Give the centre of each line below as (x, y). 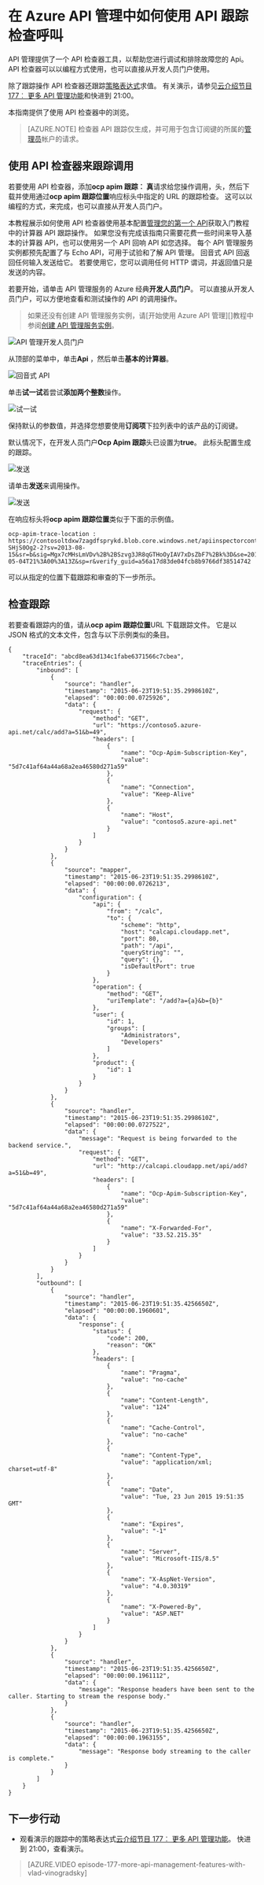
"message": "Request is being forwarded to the (158, 1138)
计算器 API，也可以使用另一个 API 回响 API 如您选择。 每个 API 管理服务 (137, 242)
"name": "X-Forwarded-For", (167, 1228)
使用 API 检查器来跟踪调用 (71, 166)
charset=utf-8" (33, 1469)
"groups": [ (126, 1028)
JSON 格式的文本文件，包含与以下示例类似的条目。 (91, 634)
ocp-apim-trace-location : (52, 534)
